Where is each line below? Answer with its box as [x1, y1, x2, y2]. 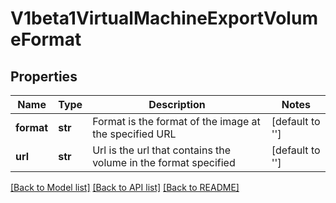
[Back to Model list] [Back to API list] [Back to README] [10, 182, 240, 193]
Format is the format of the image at [92, 115, 261, 128]
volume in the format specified [92, 156, 236, 169]
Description [148, 98, 206, 111]
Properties [10, 68, 78, 85]
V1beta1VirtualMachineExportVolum [10, 7, 318, 30]
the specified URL [92, 127, 177, 141]
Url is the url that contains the [92, 143, 232, 157]
